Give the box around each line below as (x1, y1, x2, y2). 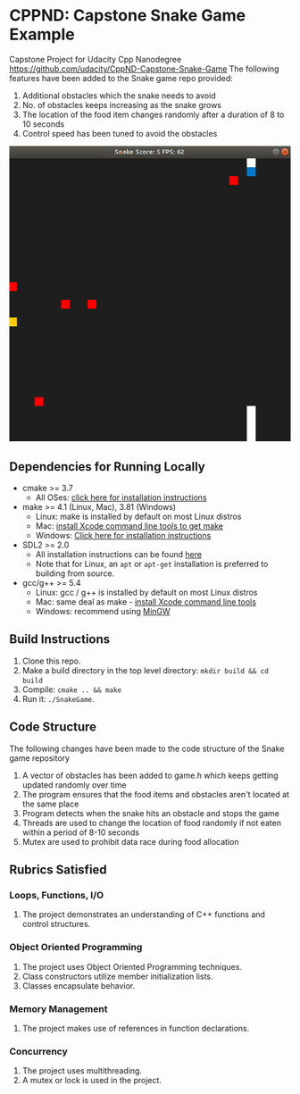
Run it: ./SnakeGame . (21, 693, 96, 704)
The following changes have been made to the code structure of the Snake (9, 743, 285, 754)
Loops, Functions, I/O (9, 889, 104, 902)
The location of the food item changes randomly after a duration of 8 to (21, 109, 285, 120)
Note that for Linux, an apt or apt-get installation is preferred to (35, 559, 269, 570)
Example (9, 24, 75, 45)
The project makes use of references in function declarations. (21, 1023, 250, 1033)
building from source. (35, 568, 115, 579)
